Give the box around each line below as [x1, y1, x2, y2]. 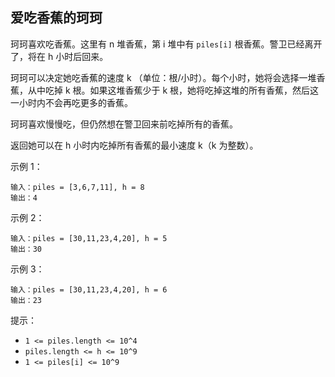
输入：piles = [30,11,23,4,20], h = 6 [10, 284, 168, 295]
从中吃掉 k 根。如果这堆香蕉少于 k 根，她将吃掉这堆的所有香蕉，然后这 [27, 84, 320, 96]
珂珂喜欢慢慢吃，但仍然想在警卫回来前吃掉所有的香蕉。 [10, 118, 238, 130]
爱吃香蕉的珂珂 [10, 9, 103, 27]
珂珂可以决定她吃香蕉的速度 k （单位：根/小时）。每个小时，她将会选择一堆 [10, 71, 317, 83]
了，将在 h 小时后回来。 [10, 50, 109, 62]
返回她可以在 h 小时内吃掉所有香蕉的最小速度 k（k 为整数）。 [10, 139, 259, 151]
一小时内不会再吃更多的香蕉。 [10, 96, 133, 108]
